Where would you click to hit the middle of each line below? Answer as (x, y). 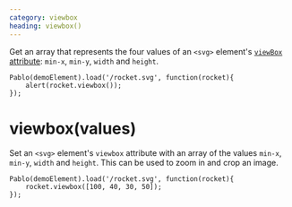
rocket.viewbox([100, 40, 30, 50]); (94, 187)
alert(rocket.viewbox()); (74, 85)
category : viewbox (43, 17)
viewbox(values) (73, 129)
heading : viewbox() (46, 26)
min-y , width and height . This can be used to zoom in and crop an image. (144, 163)
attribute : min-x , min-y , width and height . (84, 61)
